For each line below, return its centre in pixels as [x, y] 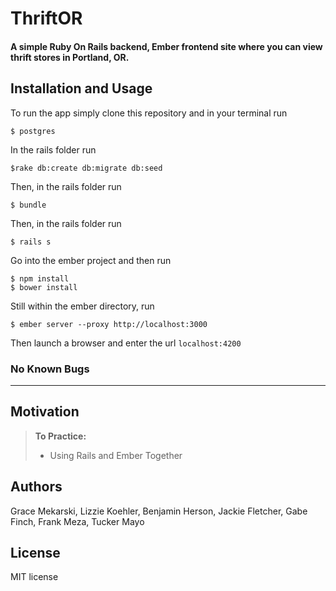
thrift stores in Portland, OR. [70, 57]
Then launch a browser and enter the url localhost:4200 [126, 343]
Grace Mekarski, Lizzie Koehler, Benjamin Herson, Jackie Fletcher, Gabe [159, 511]
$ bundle [28, 205]
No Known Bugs [50, 369]
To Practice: [60, 436]
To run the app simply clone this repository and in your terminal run [149, 113]
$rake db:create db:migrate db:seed [86, 168]
